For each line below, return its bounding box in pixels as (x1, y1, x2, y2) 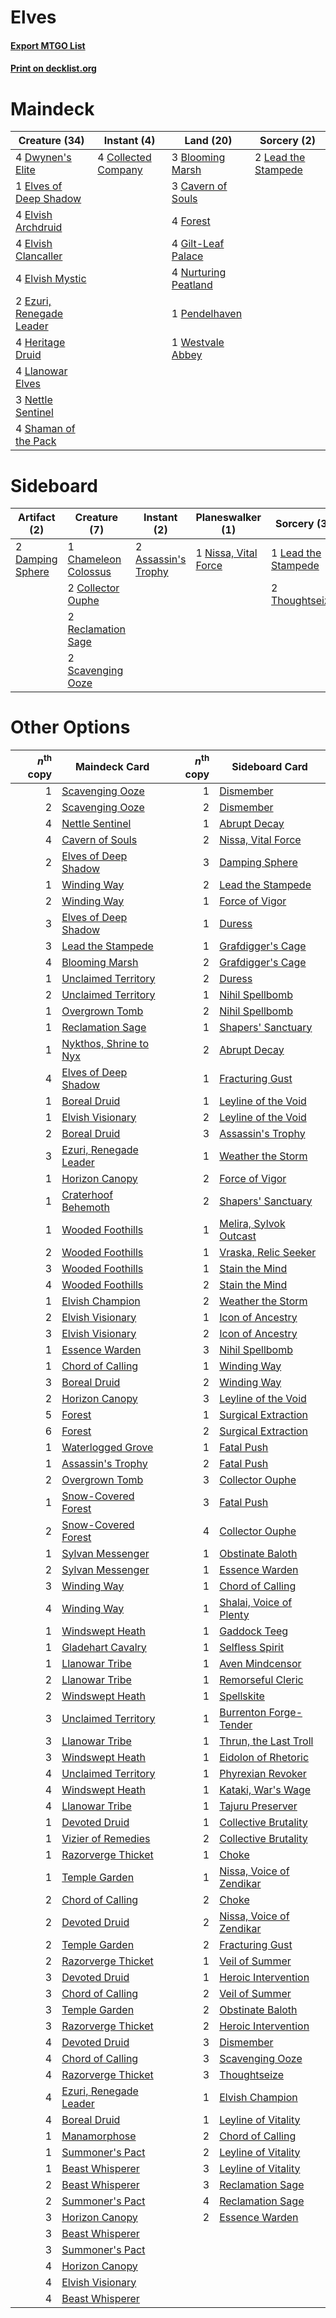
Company (97, 163, 143, 177)
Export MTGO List (10, 39, 86, 51)
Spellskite (219, 1689, 265, 1703)
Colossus (67, 565, 112, 579)
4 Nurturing (171, 266, 227, 280)
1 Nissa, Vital (195, 546, 258, 560)
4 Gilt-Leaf (171, 237, 225, 251)
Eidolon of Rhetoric (219, 1750, 310, 1764)
